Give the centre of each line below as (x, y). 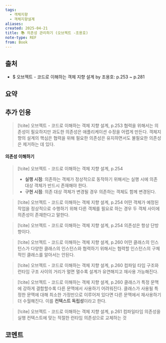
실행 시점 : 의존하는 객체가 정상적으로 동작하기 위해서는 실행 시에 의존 (91, 179)
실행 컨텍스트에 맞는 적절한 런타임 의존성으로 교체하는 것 (72, 318)
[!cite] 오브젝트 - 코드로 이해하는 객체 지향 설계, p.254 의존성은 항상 (83, 225)
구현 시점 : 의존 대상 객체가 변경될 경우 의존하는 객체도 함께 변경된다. (90, 191)
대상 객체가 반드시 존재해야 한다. (56, 185)
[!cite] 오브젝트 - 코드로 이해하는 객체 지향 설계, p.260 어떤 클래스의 (83, 242)
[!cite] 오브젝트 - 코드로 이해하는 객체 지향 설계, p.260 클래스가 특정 (83, 282)
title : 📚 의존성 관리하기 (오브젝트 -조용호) (47, 33)
